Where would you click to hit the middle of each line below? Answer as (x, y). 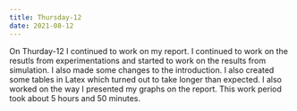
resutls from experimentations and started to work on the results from (138, 60)
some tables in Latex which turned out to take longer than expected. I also (145, 79)
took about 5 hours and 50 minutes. (75, 98)
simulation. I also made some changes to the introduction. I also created (142, 70)
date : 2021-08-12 (42, 26)
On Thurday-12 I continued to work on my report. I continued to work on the (149, 51)
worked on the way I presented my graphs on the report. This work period (145, 89)
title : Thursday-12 (46, 17)
